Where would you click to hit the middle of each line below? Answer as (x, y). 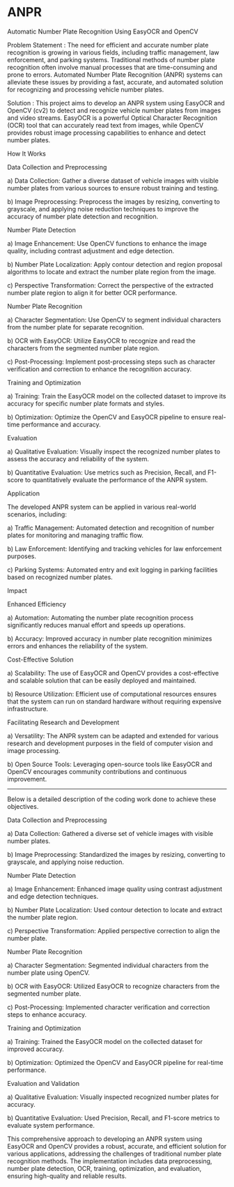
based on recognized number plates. (60, 577)
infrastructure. (28, 708)
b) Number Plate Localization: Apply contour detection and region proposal (115, 264)
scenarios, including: (37, 514)
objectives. (23, 806)
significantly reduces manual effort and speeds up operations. (96, 625)
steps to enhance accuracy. (47, 1014)
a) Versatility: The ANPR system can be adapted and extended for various (113, 736)
